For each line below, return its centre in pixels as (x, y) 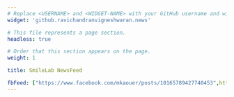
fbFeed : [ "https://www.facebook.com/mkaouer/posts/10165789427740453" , (113, 83)
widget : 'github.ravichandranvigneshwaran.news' (79, 20)
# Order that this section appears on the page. (79, 52)
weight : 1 (22, 58)
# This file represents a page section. (67, 33)
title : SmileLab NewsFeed (45, 71)
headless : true (29, 39)
